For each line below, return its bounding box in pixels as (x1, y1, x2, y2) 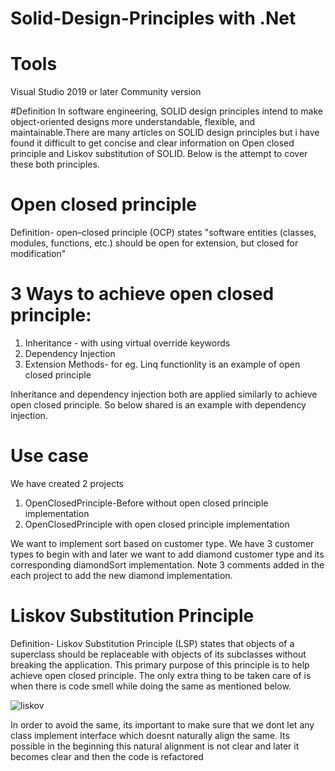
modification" (10, 248, 67, 260)
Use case (10, 445, 89, 467)
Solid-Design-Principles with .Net (10, 7, 297, 30)
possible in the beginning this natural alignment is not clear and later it (10, 740, 300, 752)
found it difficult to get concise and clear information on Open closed (10, 137, 295, 149)
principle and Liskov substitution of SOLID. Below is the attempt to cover (10, 148, 308, 160)
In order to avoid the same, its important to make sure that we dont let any (10, 718, 315, 731)
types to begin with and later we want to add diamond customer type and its (10, 548, 325, 560)
